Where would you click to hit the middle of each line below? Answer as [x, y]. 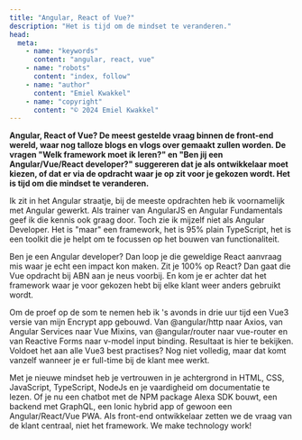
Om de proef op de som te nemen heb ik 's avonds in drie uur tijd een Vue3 [149, 313]
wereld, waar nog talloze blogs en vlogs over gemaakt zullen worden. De [148, 145]
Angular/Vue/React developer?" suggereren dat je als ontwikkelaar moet [149, 164]
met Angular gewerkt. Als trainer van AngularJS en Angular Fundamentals [146, 211]
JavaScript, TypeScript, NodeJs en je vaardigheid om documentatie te [140, 388]
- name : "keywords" [62, 51]
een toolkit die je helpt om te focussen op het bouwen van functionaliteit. [145, 239]
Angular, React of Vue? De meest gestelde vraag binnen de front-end [142, 135]
